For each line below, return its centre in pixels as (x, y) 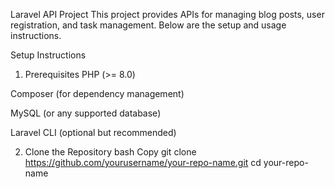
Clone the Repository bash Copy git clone (110, 152)
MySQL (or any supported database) (86, 113)
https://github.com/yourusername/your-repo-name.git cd (143, 162)
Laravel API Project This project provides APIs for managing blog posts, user (167, 14)
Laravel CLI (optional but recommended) (93, 132)
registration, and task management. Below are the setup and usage (148, 25)
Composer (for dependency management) (97, 93)
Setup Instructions (48, 55)
